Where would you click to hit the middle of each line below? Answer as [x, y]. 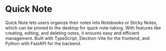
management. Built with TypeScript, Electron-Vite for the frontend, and [78, 38]
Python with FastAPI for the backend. [43, 43]
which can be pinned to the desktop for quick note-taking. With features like [83, 27]
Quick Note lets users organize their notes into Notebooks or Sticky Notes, [81, 23]
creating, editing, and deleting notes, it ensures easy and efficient [72, 33]
